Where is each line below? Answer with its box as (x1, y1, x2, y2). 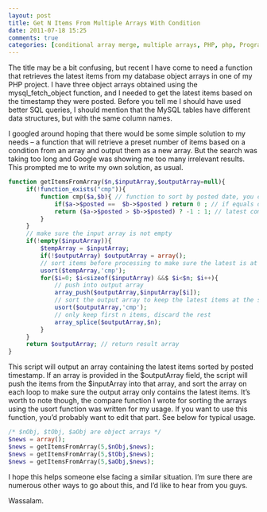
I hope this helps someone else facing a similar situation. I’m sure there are (8, 472, 253, 481)
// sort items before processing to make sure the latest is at (40, 259, 258, 267)
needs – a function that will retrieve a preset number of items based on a (8, 137, 246, 147)
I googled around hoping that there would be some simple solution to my (8, 129, 246, 139)
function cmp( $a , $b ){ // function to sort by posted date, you (40, 192, 254, 201)
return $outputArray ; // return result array (25, 341, 180, 348)
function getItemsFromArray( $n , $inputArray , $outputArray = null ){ (8, 178, 226, 187)
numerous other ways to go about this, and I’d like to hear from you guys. (8, 480, 248, 490)
